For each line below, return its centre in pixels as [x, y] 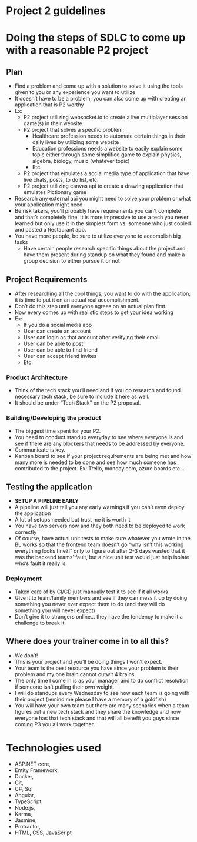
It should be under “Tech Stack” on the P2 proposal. [78, 403]
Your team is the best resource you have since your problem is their [96, 668]
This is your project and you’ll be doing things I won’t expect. [89, 661]
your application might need [49, 205]
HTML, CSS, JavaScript [43, 833]
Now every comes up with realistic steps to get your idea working [94, 312]
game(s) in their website [53, 123]
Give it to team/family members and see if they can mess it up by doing [101, 597]
